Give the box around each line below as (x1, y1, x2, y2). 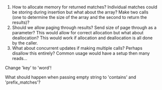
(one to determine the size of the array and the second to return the (12, 15, 147, 20)
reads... (12, 56, 28, 61)
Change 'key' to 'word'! (5, 65, 52, 71)
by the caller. (12, 40, 38, 45)
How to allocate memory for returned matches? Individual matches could (12, 4, 158, 10)
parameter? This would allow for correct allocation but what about (12, 30, 144, 35)
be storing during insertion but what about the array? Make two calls (12, 9, 148, 15)
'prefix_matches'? (5, 79, 41, 85)
